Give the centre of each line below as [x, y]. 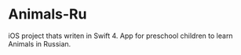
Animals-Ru [47, 14]
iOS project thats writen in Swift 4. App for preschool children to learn [120, 36]
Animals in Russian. [40, 43]
